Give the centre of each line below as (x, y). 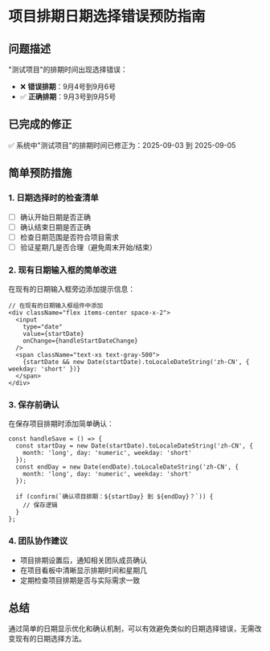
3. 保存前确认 (34, 404)
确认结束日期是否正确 (55, 227)
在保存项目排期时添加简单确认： (61, 424)
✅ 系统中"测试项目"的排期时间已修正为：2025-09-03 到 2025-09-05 (122, 145)
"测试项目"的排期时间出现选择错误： (68, 70)
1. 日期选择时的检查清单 (53, 198)
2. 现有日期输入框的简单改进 (63, 270)
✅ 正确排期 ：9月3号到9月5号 (68, 96)
